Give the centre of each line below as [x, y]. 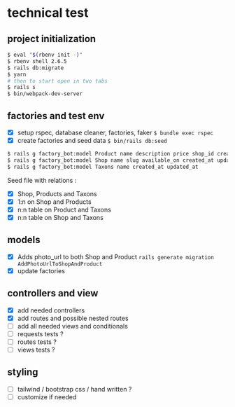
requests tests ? [41, 333]
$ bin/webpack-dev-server [45, 94]
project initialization [52, 39]
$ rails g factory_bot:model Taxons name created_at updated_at [103, 167]
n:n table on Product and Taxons [64, 209]
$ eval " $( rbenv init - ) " [45, 55]
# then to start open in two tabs [58, 81]
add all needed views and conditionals [72, 326]
